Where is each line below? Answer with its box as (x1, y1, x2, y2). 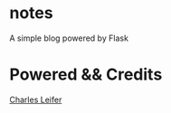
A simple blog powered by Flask (9, 33, 129, 43)
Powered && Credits (9, 64, 163, 85)
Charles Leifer (9, 94, 62, 105)
